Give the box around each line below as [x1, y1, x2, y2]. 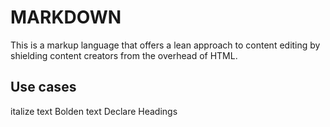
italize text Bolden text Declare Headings [10, 105, 178, 117]
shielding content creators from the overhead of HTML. [10, 49, 238, 61]
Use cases [10, 79, 77, 96]
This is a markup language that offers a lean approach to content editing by [10, 39, 321, 51]
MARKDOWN [10, 6, 122, 29]
